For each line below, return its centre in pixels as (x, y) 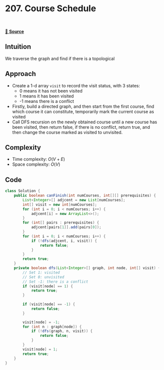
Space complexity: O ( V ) (36, 164)
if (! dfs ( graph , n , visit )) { (62, 331)
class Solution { (23, 191)
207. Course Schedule (51, 9)
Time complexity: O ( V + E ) (39, 159)
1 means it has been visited (47, 96)
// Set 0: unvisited (43, 277)
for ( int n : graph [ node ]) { (52, 327)
